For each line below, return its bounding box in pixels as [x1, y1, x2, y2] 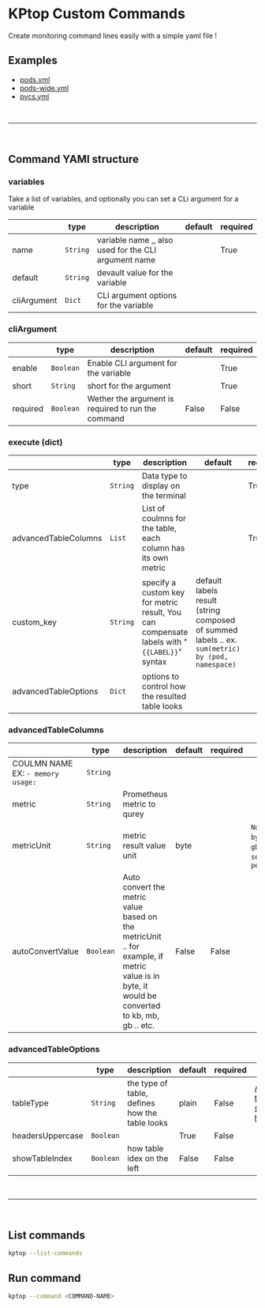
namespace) [196, 660, 237, 669]
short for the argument [87, 380, 171, 391]
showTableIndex [12, 1152, 73, 1163]
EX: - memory [12, 768, 59, 779]
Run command [8, 1271, 81, 1285]
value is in [122, 970, 160, 981]
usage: [12, 778, 37, 787]
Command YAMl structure [8, 153, 140, 166]
